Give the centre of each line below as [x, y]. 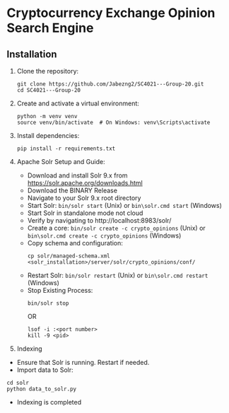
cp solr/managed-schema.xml [69, 256]
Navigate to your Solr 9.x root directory [84, 198]
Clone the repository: [48, 71]
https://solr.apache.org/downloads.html [85, 183]
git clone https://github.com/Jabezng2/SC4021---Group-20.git [110, 84]
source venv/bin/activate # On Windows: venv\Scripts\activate [113, 122]
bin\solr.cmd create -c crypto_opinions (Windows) [104, 235]
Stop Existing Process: [60, 290]
